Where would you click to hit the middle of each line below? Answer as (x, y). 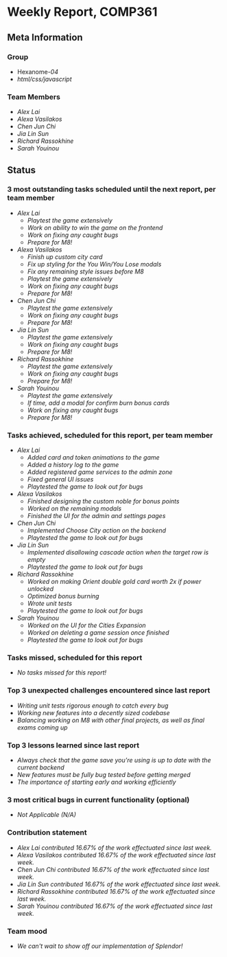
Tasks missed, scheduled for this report (75, 658)
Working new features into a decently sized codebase (93, 712)
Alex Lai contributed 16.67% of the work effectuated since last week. (115, 847)
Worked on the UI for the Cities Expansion (86, 625)
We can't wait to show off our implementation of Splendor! (100, 946)
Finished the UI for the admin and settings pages (96, 516)
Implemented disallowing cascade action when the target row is (118, 552)
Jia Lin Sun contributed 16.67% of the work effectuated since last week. (119, 884)
